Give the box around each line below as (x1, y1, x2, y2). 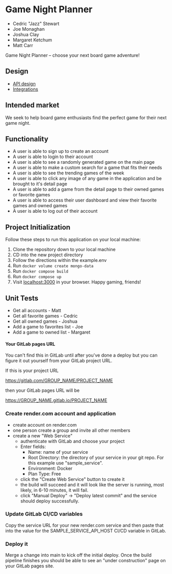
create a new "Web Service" (12, 432, 73, 438)
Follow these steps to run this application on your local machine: (5, 236, 141, 242)
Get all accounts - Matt (12, 307, 61, 313)
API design (12, 80, 36, 86)
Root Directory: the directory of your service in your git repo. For (28, 454, 164, 460)
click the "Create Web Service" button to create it (20, 476, 125, 482)
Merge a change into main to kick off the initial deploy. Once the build (5, 552, 152, 558)
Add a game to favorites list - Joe (12, 324, 83, 329)
